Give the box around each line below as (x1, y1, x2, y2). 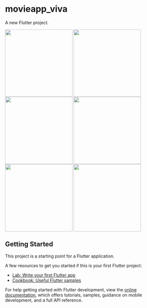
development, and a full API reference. (5, 297, 83, 303)
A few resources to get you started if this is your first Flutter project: (5, 262, 142, 268)
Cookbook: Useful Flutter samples (12, 277, 81, 283)
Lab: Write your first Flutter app (12, 272, 76, 278)
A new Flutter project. (5, 20, 49, 25)
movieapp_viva (5, 3, 68, 15)
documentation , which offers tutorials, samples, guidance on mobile (5, 292, 142, 298)
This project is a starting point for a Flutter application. (5, 253, 115, 259)
